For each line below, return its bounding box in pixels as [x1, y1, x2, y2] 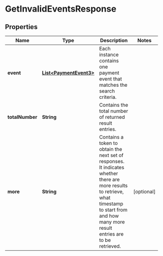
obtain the [99, 146, 122, 152]
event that [99, 76, 122, 82]
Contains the [99, 102, 129, 108]
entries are [99, 231, 124, 237]
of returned [99, 114, 125, 120]
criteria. [99, 94, 117, 100]
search [99, 88, 115, 94]
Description [100, 37, 128, 44]
